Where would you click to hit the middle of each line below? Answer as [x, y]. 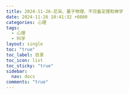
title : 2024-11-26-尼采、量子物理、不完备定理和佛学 [65, 11]
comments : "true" [27, 82]
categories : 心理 [26, 22]
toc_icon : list [25, 60]
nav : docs [23, 76]
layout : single [25, 44]
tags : [13, 28]
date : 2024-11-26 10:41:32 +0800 [47, 17]
